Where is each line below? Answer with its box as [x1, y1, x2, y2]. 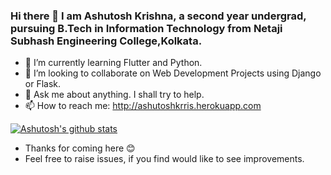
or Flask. [24, 78, 62, 90]
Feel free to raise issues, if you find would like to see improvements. [24, 153, 305, 165]
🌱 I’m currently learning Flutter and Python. [24, 57, 203, 69]
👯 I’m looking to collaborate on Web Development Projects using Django [24, 67, 322, 79]
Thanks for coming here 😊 [24, 142, 136, 154]
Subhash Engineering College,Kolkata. [10, 34, 203, 48]
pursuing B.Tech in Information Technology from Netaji [10, 21, 283, 35]
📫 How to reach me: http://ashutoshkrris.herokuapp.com [24, 100, 262, 112]
